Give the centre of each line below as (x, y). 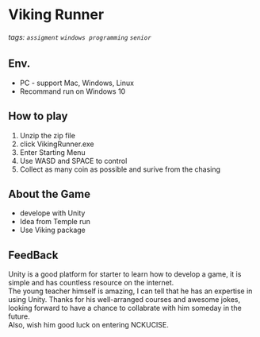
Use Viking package (52, 230)
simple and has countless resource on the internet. (91, 283)
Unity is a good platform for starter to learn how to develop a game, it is (125, 274)
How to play (38, 116)
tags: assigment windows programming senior (80, 37)
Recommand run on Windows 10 (73, 91)
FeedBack (33, 255)
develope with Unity (52, 213)
